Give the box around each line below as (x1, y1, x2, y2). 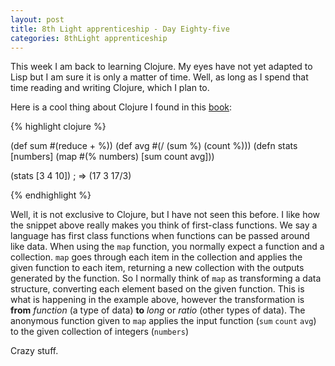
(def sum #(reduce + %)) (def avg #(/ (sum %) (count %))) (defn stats (10, 140, 298, 152)
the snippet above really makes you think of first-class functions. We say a (10, 219, 318, 231)
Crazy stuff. (10, 345, 59, 357)
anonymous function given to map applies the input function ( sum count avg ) (10, 315, 317, 327)
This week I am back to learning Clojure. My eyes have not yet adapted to (10, 61, 313, 73)
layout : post (10, 14, 65, 25)
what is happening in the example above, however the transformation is (10, 294, 305, 306)
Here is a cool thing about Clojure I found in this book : (10, 101, 233, 113)
